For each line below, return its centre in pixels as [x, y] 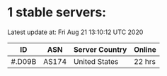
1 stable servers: [57, 12]
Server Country [100, 49]
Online [145, 49]
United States [96, 61]
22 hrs [144, 61]
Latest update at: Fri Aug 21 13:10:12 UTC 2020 [75, 32]
